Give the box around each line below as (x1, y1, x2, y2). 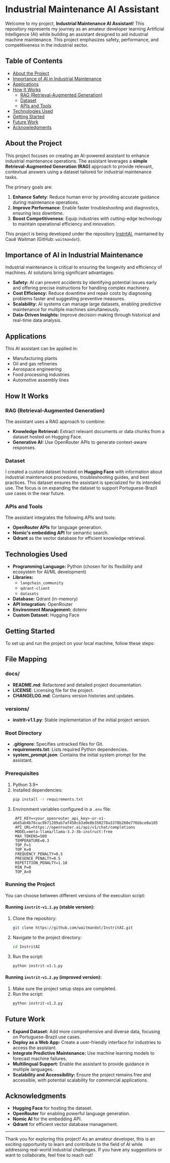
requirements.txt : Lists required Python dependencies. (12, 746, 129, 753)
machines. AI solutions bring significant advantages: (5, 269, 115, 276)
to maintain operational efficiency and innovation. (12, 221, 116, 227)
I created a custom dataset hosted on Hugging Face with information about (5, 469, 162, 475)
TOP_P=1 (15, 842, 31, 847)
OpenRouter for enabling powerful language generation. (12, 1111, 131, 1117)
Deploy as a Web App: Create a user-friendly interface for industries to (12, 1039, 161, 1045)
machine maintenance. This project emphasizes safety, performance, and (5, 37, 159, 43)
